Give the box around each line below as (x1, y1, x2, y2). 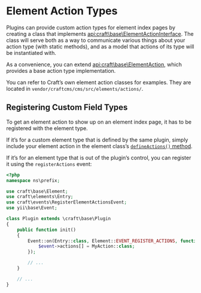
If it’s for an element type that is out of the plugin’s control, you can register (6, 154, 191, 161)
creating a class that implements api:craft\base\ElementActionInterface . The (6, 30, 194, 37)
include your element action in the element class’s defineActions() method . (6, 142, 193, 150)
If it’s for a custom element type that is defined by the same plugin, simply (6, 136, 188, 143)
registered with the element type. (6, 124, 88, 132)
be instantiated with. (6, 49, 57, 56)
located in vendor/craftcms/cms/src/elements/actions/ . (6, 85, 144, 92)
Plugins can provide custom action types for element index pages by (6, 24, 175, 31)
